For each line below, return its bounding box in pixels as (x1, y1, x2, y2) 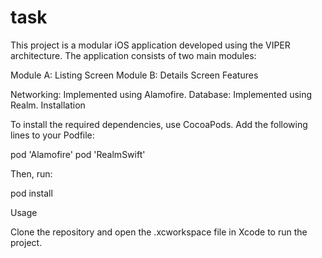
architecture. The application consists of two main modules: (10, 49, 257, 61)
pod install (10, 187, 53, 199)
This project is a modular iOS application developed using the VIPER (10, 39, 291, 51)
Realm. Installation (10, 99, 86, 111)
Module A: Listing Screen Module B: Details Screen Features (10, 69, 259, 81)
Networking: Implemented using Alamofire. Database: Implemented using (10, 88, 313, 100)
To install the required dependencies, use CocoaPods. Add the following (10, 118, 308, 130)
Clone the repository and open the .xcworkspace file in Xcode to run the (10, 226, 308, 238)
